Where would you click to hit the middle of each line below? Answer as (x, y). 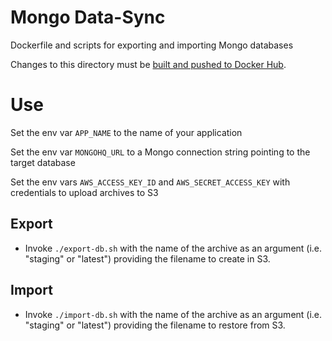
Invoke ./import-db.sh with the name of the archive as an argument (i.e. (173, 314)
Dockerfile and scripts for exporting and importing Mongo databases (152, 45)
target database (43, 162)
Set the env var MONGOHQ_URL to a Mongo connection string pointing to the (160, 152)
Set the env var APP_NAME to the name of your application (126, 132)
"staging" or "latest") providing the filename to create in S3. (147, 258)
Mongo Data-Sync (88, 17)
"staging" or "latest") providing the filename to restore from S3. (155, 325)
